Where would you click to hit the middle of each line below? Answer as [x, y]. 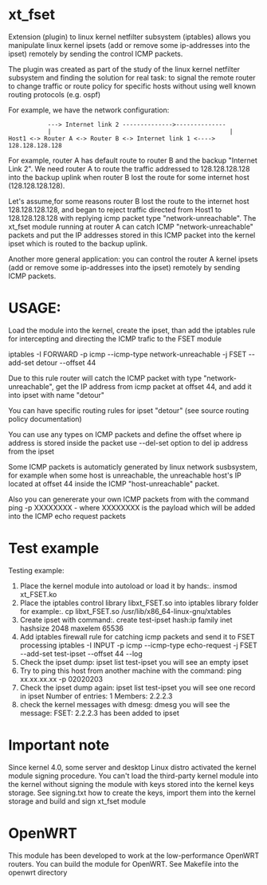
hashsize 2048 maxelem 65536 [72, 628]
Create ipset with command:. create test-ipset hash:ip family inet [126, 619]
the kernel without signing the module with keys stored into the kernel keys [132, 784]
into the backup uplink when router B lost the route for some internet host [129, 177]
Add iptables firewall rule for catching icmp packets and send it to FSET [137, 636]
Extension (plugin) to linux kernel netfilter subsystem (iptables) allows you [130, 37]
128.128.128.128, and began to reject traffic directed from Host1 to [115, 210]
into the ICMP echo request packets [67, 516]
